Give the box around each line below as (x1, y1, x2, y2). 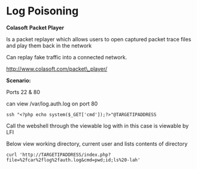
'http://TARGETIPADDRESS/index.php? (19, 152, 111, 158)
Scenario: (6, 77, 31, 84)
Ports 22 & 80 (6, 88, 40, 95)
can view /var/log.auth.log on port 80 (6, 100, 98, 107)
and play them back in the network (6, 42, 92, 49)
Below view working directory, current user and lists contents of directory (6, 140, 188, 147)
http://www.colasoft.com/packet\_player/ (6, 65, 108, 73)
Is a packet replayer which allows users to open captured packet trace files (6, 35, 192, 43)
